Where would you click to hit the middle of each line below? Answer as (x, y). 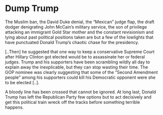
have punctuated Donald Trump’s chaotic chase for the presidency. (72, 42)
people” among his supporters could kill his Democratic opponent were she (81, 77)
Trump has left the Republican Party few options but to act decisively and (78, 97)
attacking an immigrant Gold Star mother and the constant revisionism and (79, 32)
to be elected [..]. (22, 82)
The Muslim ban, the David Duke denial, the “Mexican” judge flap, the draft (80, 22)
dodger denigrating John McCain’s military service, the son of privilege (76, 27)
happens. (15, 107)
